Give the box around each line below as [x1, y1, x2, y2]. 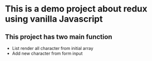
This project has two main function [5, 33, 112, 41]
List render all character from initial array [12, 46, 93, 51]
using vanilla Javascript [5, 13, 103, 24]
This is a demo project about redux [5, 3, 148, 14]
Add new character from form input [12, 50, 83, 56]
